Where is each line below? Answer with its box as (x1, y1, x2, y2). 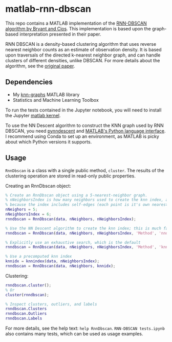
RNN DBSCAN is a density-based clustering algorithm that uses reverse (5, 41, 157, 47)
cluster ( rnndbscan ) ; (5, 292, 50, 297)
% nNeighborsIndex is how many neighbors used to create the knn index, (5, 197, 164, 203)
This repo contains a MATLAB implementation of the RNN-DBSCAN (5, 20, 147, 26)
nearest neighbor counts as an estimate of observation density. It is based (5, 46, 162, 52)
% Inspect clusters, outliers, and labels (5, 301, 97, 307)
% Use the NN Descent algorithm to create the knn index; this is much (5, 226, 161, 231)
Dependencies (5, 78, 53, 86)
